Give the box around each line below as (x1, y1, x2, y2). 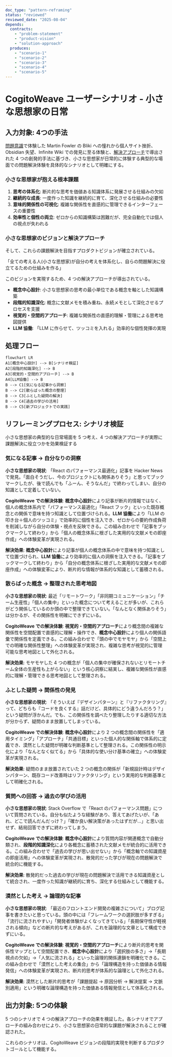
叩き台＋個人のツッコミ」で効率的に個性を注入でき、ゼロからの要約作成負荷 (5, 517, 167, 523)
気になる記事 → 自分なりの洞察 (5, 455, 81, 462)
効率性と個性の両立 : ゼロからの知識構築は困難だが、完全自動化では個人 (12, 214, 164, 221)
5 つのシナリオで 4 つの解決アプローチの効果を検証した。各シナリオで (5, 1015, 154, 1022)
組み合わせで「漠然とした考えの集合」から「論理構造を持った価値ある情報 (9, 961, 167, 967)
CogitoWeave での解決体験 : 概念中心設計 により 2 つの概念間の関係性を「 (5, 729, 160, 735)
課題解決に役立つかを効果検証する (5, 441, 77, 447)
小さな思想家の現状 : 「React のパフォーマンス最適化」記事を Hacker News (5, 467, 163, 474)
